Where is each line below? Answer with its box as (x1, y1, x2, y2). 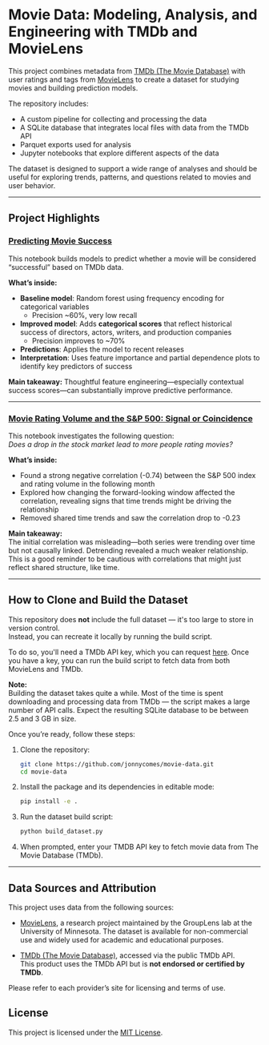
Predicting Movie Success (8, 235, 112, 247)
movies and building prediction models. (8, 82, 139, 93)
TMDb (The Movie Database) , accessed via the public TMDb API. (19, 951, 235, 960)
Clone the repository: (19, 745, 90, 754)
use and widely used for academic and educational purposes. (19, 935, 224, 945)
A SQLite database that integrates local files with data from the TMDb (19, 123, 250, 132)
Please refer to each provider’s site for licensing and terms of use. (8, 983, 226, 993)
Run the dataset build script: (19, 812, 114, 822)
